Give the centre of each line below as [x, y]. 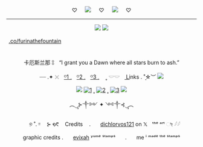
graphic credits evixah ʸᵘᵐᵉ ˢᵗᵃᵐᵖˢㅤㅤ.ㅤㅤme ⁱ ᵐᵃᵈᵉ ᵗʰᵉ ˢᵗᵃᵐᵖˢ [101, 137]
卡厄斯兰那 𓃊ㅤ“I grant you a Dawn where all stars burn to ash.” [101, 62]
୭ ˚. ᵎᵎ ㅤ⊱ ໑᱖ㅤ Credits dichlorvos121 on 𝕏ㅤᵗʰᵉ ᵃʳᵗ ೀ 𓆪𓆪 [105, 124]
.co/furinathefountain [35, 41]
